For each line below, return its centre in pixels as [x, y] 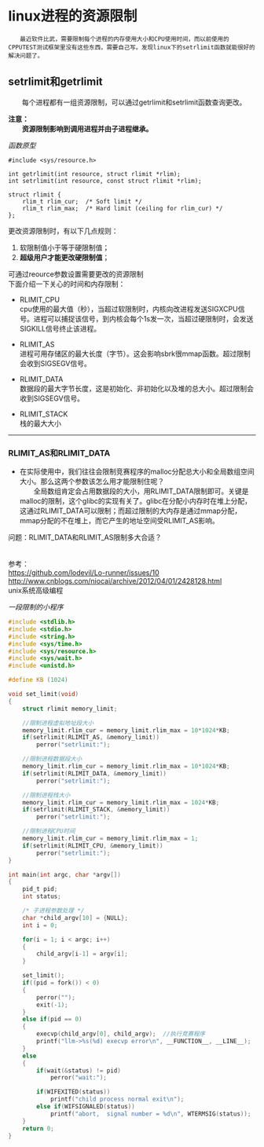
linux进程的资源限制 [73, 16]
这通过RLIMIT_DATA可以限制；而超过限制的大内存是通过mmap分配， [130, 511]
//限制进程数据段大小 [52, 759]
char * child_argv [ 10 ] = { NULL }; [75, 918]
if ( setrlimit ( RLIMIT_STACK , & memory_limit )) [96, 810]
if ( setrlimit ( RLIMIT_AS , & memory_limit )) [91, 738]
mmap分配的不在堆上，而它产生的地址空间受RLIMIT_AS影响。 [119, 521]
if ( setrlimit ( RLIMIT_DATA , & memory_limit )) [95, 773]
